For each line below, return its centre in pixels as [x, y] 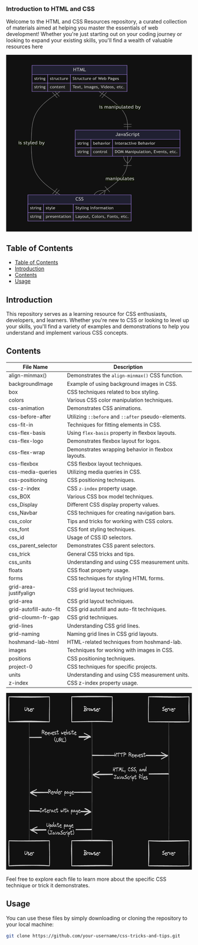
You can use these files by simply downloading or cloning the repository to [97, 918]
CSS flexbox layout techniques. [105, 464]
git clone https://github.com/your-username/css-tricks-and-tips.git [93, 936]
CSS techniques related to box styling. [113, 392]
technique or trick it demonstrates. [48, 885]
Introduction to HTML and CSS [51, 9]
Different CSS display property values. [113, 505]
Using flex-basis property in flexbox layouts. [122, 433]
